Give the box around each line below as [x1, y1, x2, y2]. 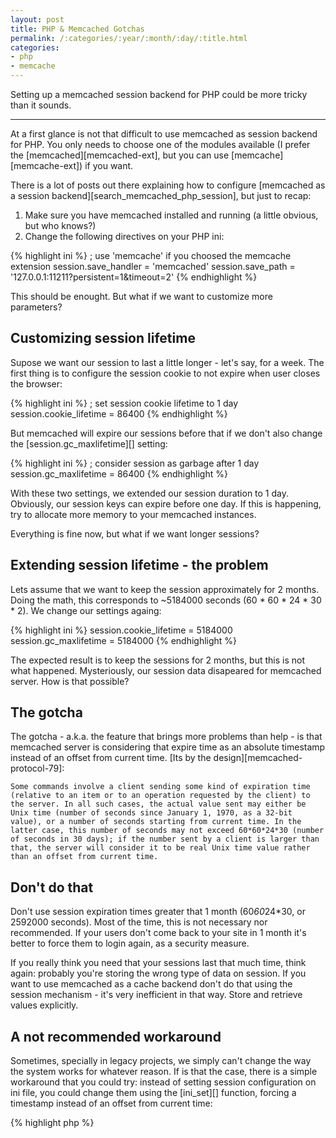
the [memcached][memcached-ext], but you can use [10, 149, 230, 161]
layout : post [10, 14, 65, 25]
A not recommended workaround [10, 1028, 222, 1045]
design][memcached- [213, 752, 303, 764]
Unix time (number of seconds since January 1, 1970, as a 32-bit [10, 808, 293, 818]
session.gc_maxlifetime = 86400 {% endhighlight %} [10, 467, 228, 480]
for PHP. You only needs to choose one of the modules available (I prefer [10, 139, 311, 150]
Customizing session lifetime [10, 330, 196, 347]
